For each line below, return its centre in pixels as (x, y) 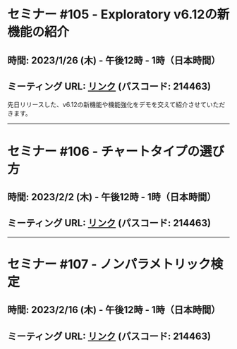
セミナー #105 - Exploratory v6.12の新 (119, 14)
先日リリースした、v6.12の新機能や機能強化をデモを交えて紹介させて (107, 105)
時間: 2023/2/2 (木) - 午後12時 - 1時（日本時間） (112, 197)
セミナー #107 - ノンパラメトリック (109, 264)
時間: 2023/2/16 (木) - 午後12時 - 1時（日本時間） (114, 310)
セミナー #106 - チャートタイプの (104, 151)
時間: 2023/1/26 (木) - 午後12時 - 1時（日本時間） (114, 60)
